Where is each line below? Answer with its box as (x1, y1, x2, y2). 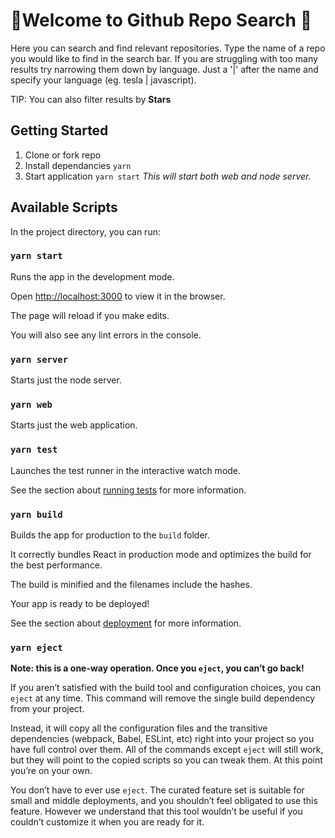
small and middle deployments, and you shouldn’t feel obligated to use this (10, 795, 318, 807)
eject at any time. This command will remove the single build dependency (10, 692, 316, 704)
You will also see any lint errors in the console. (10, 329, 202, 341)
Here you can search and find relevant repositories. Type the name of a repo (10, 42, 326, 54)
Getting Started (10, 122, 109, 139)
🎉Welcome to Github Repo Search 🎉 (10, 9, 313, 32)
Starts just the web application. (10, 419, 138, 431)
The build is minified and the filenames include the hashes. (10, 579, 253, 591)
